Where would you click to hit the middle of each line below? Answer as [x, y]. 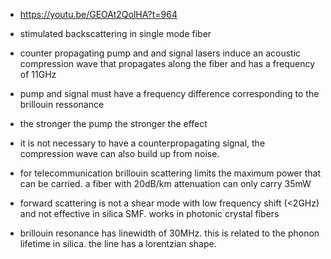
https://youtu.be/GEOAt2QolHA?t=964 [98, 14]
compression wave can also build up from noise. [119, 153]
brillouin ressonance [62, 104]
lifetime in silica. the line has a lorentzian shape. [118, 243]
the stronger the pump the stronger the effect [113, 123]
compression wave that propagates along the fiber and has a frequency [167, 63]
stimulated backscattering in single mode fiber [115, 33]
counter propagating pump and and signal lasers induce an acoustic [160, 53]
